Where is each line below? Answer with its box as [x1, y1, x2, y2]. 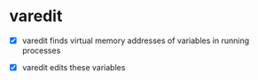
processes [21, 46, 61, 55]
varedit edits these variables [21, 62, 126, 72]
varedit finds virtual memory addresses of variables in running [21, 35, 250, 46]
